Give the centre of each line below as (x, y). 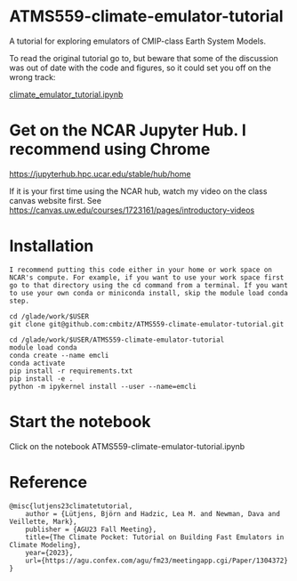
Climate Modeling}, (45, 545)
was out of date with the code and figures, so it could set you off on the (140, 68)
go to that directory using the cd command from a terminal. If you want (149, 285)
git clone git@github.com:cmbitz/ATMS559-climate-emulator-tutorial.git (147, 324)
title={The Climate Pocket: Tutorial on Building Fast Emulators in (155, 537)
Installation (52, 246)
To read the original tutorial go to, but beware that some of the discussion (144, 58)
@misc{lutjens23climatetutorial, (71, 506)
